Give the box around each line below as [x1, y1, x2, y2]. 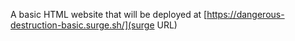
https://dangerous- [206, 9, 285, 20]
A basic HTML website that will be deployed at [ [10, 9, 208, 20]
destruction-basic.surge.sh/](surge [10, 19, 155, 31]
